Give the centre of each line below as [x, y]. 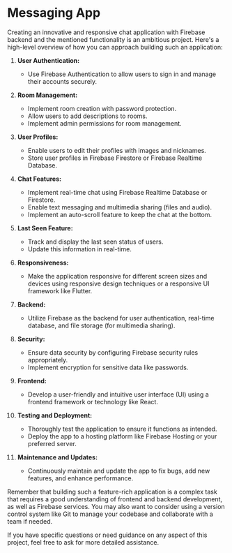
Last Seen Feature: [45, 228]
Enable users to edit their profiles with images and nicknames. [117, 150]
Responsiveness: [43, 263]
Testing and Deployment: [55, 415]
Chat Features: [39, 179]
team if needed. [30, 521]
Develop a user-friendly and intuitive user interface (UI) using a [118, 394]
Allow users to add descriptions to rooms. [87, 116]
